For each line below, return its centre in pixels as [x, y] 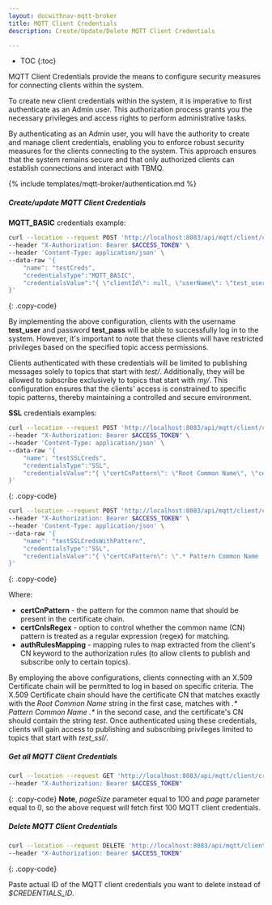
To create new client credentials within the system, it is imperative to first [130, 101]
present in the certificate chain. [72, 619]
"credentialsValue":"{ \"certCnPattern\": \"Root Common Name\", [136, 473]
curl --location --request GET [61, 776]
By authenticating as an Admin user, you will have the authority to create [129, 134]
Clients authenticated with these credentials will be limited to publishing [128, 363]
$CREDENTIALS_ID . [41, 893]
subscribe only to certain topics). [75, 662]
